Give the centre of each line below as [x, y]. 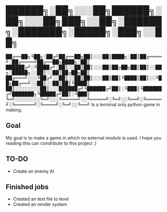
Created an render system [40, 204]
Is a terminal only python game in [126, 104]
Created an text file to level [41, 199]
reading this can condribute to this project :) [51, 143]
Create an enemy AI [33, 171]
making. [14, 110]
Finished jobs [27, 187]
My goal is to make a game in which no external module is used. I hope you [83, 137]
